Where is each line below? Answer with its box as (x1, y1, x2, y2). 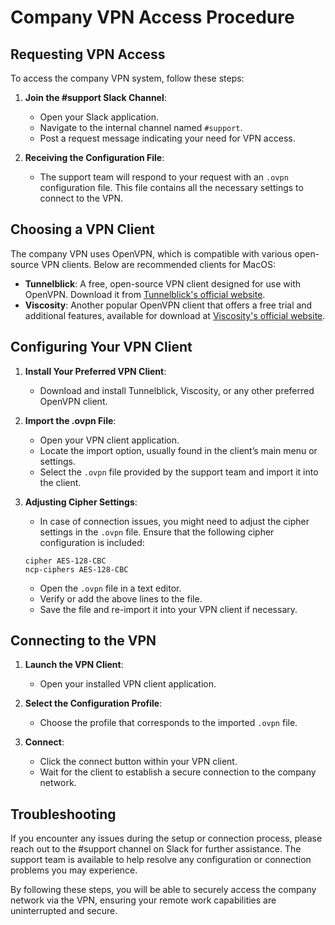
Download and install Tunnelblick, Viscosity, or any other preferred (39, 384, 315, 396)
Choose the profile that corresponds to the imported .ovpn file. (39, 717, 298, 729)
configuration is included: (39, 536, 145, 548)
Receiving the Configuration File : (24, 152, 165, 163)
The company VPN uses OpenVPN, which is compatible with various (10, 247, 293, 260)
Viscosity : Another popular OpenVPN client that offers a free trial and (24, 299, 313, 311)
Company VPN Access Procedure (10, 6, 295, 29)
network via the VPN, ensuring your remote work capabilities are (10, 894, 277, 906)
